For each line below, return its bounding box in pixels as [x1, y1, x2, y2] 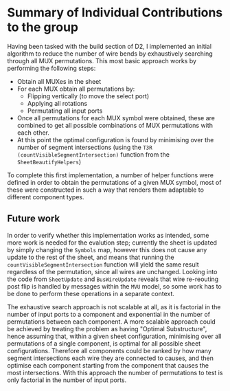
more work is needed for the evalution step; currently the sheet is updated [7, 238, 218, 247]
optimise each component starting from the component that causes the [7, 361, 209, 369]
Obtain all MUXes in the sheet [16, 77, 102, 85]
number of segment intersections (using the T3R [16, 143, 152, 151]
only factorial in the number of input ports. [7, 376, 127, 384]
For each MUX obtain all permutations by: [16, 85, 135, 93]
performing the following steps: [7, 64, 96, 72]
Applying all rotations [27, 99, 88, 107]
